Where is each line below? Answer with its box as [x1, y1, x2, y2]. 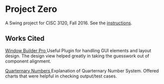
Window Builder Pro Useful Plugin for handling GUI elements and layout [5, 47, 152, 53]
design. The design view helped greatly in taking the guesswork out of [5, 53, 150, 59]
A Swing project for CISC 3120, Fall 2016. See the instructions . [5, 20, 133, 26]
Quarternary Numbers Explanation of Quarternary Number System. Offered [5, 68, 159, 74]
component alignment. [5, 58, 51, 64]
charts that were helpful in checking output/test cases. [5, 73, 117, 79]
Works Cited [5, 34, 45, 43]
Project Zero [5, 3, 57, 15]
